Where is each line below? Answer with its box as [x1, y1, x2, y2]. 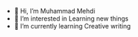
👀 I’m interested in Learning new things [14, 14, 129, 23]
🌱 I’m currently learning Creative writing [14, 22, 131, 30]
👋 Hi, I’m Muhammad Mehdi [14, 7, 96, 15]
